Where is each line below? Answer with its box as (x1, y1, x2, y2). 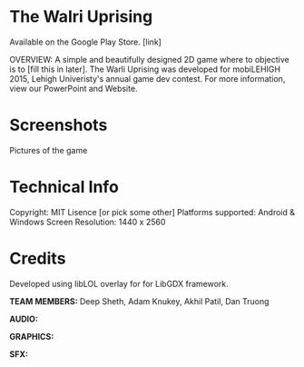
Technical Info (9, 177, 120, 197)
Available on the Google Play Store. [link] (9, 36, 162, 47)
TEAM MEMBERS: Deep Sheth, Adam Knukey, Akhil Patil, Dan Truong (9, 295, 270, 306)
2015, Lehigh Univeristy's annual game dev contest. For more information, (9, 73, 286, 84)
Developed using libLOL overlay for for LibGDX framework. (9, 278, 229, 289)
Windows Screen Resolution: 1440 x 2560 (9, 216, 166, 227)
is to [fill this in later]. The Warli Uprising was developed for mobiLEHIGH (9, 64, 281, 74)
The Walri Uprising (9, 6, 153, 27)
